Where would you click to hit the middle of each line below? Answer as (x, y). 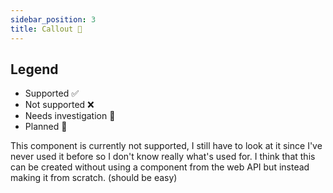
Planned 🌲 (46, 127)
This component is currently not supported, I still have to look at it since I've (166, 146)
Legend (34, 69)
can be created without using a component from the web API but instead (160, 167)
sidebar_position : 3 (53, 19)
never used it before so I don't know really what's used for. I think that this (163, 157)
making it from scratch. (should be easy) (94, 178)
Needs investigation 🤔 (70, 116)
